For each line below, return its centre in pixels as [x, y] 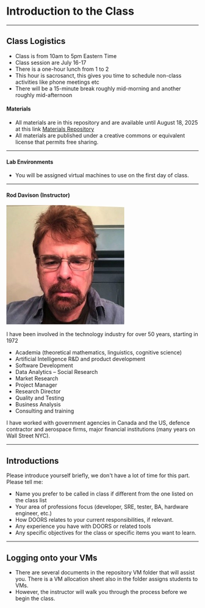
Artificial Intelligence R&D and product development [80, 359]
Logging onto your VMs [52, 558]
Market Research [37, 379]
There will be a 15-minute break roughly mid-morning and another [98, 88]
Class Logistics [36, 41]
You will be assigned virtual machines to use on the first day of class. [102, 175]
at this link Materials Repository [55, 129]
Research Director [38, 392]
